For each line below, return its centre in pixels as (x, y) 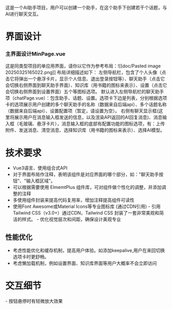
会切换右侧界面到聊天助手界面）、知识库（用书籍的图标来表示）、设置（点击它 (86, 85)
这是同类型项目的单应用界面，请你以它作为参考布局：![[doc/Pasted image (83, 66)
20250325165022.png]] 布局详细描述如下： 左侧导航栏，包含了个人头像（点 (86, 72)
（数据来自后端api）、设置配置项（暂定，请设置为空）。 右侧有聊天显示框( (82, 111)
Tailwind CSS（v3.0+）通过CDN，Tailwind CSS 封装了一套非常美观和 (86, 213)
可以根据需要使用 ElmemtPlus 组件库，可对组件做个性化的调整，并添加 (87, 187)
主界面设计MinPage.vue (35, 54)
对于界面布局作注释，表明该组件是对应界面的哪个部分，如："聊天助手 (86, 175)
